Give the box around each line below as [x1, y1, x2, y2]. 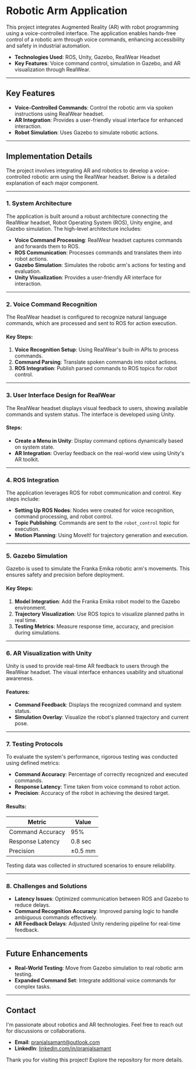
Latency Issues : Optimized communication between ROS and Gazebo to [14, 895, 189, 902]
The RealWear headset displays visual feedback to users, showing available [6, 404, 188, 411]
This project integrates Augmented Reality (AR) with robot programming [6, 23, 179, 30]
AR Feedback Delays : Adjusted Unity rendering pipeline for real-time [14, 920, 181, 927]
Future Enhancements [6, 949, 89, 959]
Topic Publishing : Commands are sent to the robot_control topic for [14, 520, 180, 527]
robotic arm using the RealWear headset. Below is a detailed [32, 173, 177, 180]
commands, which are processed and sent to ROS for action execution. [6, 320, 177, 327]
